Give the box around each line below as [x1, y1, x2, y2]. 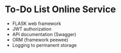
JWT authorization [12, 25, 52, 32]
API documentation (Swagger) [12, 31, 76, 37]
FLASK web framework [12, 20, 62, 26]
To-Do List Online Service [5, 4, 116, 15]
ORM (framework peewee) [12, 37, 69, 43]
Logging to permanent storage [12, 42, 77, 48]
